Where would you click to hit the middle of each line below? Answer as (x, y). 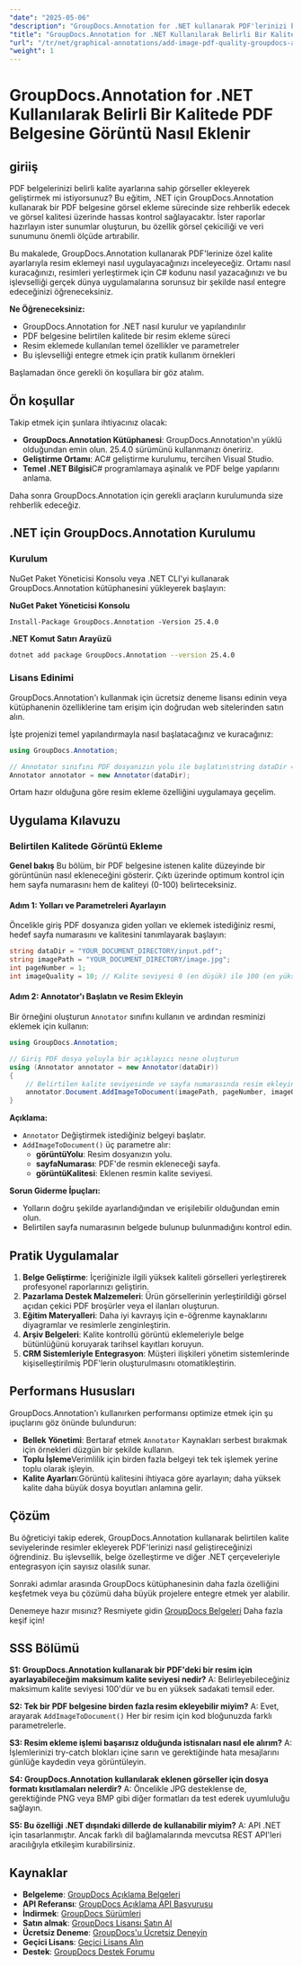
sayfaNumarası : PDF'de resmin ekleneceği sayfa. (128, 1164)
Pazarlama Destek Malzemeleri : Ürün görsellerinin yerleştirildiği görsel (154, 1296)
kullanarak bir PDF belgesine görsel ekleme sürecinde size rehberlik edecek (150, 208)
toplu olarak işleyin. (58, 1468)
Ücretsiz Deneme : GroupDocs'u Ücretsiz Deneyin (115, 1933)
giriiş (24, 167)
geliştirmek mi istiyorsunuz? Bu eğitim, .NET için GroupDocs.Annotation (142, 198)
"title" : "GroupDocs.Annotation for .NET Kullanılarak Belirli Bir (138, 34)
